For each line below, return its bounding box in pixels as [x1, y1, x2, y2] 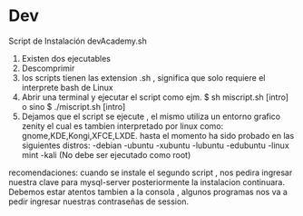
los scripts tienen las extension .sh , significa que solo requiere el [21, 72, 266, 83]
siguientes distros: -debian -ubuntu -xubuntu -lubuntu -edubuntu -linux [21, 140, 289, 151]
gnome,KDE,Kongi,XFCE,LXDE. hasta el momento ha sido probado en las [21, 130, 295, 141]
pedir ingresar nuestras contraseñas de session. [8, 196, 190, 207]
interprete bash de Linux [21, 82, 114, 93]
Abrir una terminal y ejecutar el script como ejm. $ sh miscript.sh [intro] [21, 92, 289, 103]
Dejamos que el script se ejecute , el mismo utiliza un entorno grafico [21, 111, 281, 122]
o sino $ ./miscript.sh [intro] [21, 101, 126, 112]
